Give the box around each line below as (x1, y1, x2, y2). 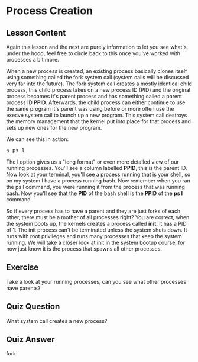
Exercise (6, 262, 39, 273)
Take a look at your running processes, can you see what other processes (6, 278, 186, 285)
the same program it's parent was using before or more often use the (6, 105, 174, 112)
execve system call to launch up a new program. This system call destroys (6, 111, 187, 118)
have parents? (6, 284, 41, 291)
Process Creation (6, 4, 93, 18)
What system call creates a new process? (6, 317, 108, 324)
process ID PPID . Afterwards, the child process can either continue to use (6, 99, 186, 106)
